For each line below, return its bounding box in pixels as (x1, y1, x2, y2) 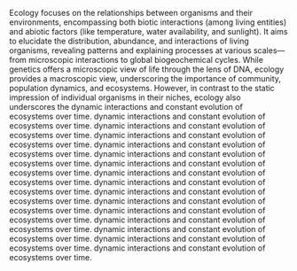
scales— (253, 45, 285, 56)
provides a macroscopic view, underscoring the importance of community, (9, 74, 282, 83)
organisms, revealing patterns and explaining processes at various (9, 45, 252, 56)
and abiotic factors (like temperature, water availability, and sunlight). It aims (9, 27, 288, 36)
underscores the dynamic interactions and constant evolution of (9, 102, 244, 112)
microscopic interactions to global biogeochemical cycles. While (27, 55, 264, 65)
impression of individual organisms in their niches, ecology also (9, 92, 241, 103)
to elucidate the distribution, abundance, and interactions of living (9, 35, 250, 46)
